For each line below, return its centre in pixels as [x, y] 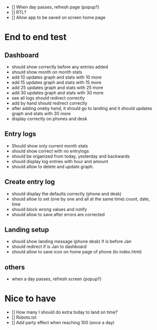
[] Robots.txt [24, 317]
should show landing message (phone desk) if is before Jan [71, 242]
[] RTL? [19, 12]
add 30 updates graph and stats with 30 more [58, 93]
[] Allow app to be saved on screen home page [58, 17]
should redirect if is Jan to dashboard [49, 247]
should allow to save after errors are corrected [58, 214]
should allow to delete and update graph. [52, 166]
